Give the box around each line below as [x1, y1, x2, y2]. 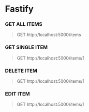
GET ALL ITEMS [5, 21, 43, 28]
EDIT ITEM [5, 91, 30, 97]
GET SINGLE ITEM [5, 44, 48, 51]
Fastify [5, 3, 34, 15]
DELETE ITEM [5, 67, 38, 74]
